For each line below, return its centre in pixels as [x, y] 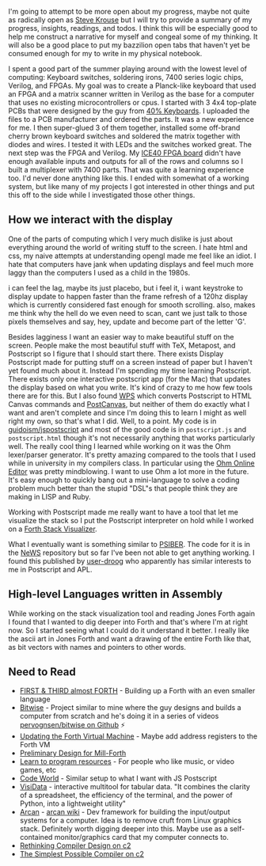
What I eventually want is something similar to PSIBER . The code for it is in [129, 544]
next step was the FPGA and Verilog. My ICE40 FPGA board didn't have [125, 153]
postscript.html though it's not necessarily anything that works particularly [132, 438]
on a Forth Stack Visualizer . [53, 529]
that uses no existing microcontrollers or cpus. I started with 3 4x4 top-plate [133, 103]
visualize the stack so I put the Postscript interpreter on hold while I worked [131, 520]
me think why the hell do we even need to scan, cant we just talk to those [128, 313]
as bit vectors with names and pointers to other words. [97, 647]
